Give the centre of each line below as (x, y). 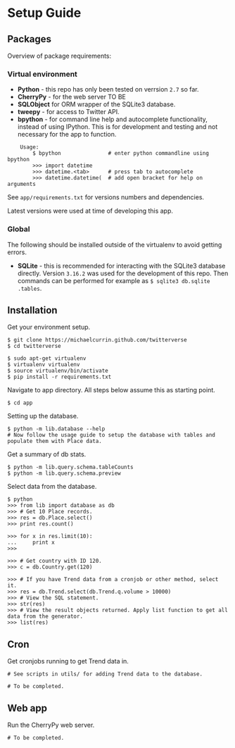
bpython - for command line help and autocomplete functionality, (112, 119)
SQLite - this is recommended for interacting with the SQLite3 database (121, 266)
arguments (22, 185)
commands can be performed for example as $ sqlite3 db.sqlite (114, 280)
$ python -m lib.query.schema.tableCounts (70, 467)
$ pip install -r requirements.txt (59, 377)
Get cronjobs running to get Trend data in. (68, 661)
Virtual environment (42, 74)
